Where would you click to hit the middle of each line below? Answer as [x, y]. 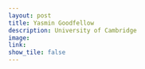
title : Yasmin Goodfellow [51, 23]
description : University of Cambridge [72, 30]
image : [19, 38]
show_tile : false [37, 52]
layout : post [30, 15]
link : [17, 45]
